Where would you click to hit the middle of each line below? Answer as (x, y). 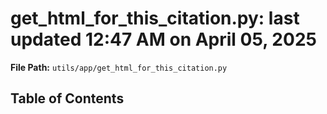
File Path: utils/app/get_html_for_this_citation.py (119, 67)
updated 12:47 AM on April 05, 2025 (163, 39)
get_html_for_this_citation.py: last (155, 18)
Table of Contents (67, 98)
